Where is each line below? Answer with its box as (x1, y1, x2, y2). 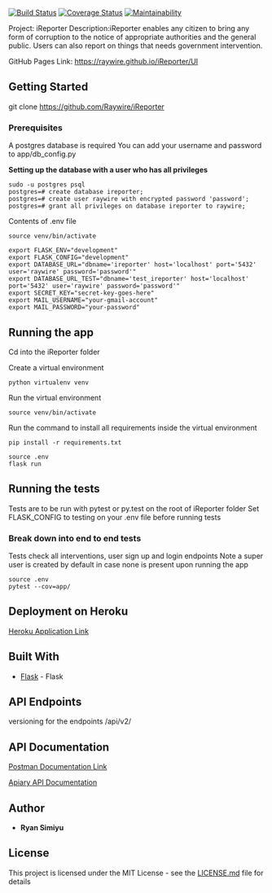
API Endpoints (8, 695, 82, 709)
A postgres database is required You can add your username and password (8, 141, 262, 151)
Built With (8, 650, 59, 663)
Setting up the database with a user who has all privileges (8, 165, 208, 175)
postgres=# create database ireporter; (8, 188, 144, 196)
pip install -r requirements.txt (8, 438, 122, 447)
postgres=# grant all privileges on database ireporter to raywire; (8, 202, 246, 211)
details (8, 876, 31, 886)
